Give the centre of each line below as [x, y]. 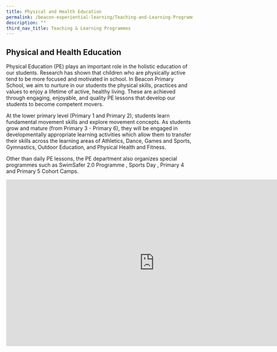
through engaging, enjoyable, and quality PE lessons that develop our [91, 98]
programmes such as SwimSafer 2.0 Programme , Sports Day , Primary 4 [95, 165]
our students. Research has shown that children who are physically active [96, 73]
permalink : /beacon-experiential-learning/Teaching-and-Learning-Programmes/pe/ [108, 17]
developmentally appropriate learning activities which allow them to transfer [99, 135]
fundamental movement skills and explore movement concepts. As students [99, 122]
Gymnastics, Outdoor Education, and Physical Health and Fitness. [86, 147]
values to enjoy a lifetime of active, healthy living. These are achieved [91, 92]
